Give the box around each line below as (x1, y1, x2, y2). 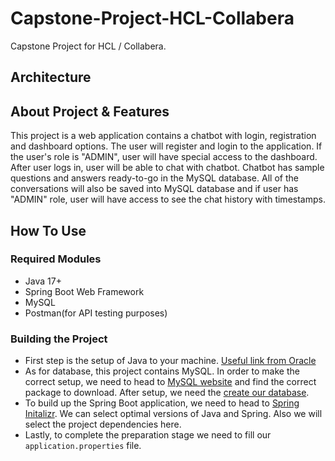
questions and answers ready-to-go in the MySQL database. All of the (10, 172, 299, 184)
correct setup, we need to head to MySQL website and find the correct (24, 376, 317, 388)
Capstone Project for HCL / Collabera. (10, 40, 167, 52)
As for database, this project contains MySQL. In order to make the (24, 365, 300, 377)
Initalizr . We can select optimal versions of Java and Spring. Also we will (24, 408, 323, 420)
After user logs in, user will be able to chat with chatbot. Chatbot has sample (10, 162, 325, 174)
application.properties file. (24, 440, 142, 452)
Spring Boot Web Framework (24, 285, 145, 297)
